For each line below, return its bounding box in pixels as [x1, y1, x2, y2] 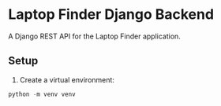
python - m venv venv [8, 90, 77, 98]
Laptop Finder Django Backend [8, 5, 215, 24]
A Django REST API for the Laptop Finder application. [8, 31, 182, 41]
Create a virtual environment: [19, 75, 114, 84]
